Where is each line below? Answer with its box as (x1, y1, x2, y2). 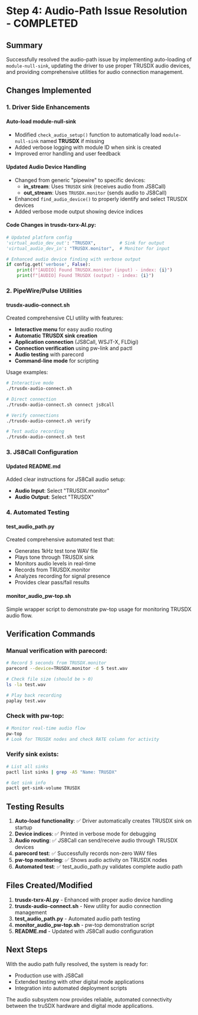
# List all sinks (6, 763, 49, 769)
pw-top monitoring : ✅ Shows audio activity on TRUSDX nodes (14, 857, 168, 864)
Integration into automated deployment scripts (14, 984, 127, 991)
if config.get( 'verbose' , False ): (6, 262, 91, 268)
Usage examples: (6, 369, 48, 376)
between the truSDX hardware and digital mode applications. (6, 1002, 154, 1009)
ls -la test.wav (6, 681, 46, 688)
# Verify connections (6, 412, 60, 418)
